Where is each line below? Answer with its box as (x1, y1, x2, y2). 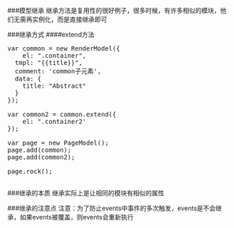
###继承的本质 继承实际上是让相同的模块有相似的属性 (7, 189, 165, 197)
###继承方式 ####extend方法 (7, 31, 95, 38)
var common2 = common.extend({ (7, 110, 117, 118)
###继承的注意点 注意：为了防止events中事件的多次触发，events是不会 (7, 204, 216, 212)
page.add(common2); (7, 153, 75, 161)
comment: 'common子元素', (14, 67, 102, 75)
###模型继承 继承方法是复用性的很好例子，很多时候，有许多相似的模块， (7, 6, 220, 14)
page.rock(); (7, 167, 53, 175)
